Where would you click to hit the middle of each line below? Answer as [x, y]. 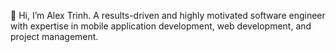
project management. [54, 36]
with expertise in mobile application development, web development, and [161, 26]
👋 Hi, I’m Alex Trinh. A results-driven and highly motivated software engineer [168, 15]
